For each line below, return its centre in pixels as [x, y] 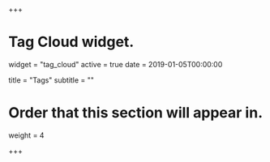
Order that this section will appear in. [136, 113]
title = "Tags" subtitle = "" [51, 80]
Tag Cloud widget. [71, 42]
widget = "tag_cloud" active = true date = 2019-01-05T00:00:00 [116, 64]
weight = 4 [26, 135]
